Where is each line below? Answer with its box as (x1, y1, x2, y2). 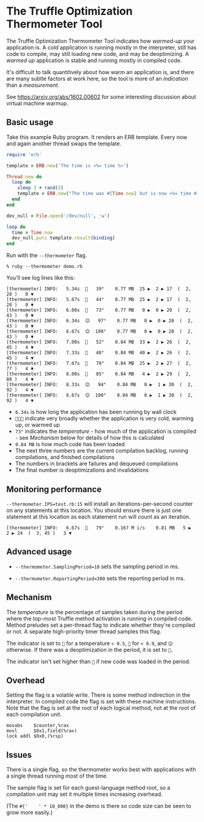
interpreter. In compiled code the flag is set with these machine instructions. (6, 698, 197, 705)
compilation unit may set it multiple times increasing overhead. (6, 790, 163, 798)
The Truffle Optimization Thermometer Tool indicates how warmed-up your (6, 37, 195, 44)
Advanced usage (6, 547, 72, 557)
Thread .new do (6, 173, 42, 180)
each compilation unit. (6, 711, 62, 718)
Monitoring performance (6, 484, 102, 494)
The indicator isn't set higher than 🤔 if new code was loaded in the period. (6, 658, 191, 665)
